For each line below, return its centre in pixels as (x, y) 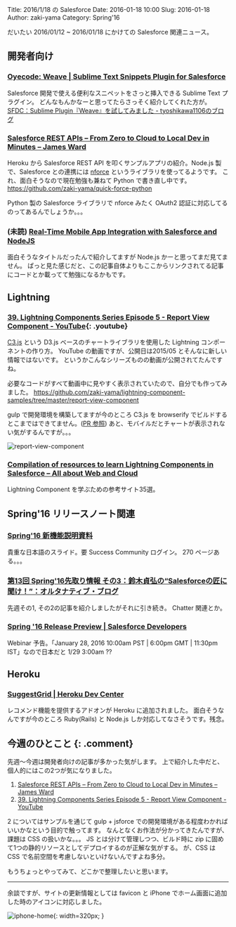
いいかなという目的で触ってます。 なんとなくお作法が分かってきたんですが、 (118, 830)
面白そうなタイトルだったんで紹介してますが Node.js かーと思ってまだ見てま (118, 257)
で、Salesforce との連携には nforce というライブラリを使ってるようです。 (114, 171)
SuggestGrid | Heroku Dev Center (66, 694)
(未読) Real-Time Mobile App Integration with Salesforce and (112, 231)
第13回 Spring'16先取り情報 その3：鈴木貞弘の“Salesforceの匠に (117, 581)
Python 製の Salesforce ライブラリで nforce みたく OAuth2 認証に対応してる (118, 202)
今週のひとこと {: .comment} (70, 743)
